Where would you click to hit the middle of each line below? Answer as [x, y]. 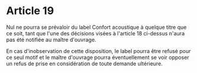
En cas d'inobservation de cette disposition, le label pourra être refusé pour [99, 51]
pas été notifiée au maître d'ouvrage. [51, 39]
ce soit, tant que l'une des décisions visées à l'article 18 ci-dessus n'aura [96, 33]
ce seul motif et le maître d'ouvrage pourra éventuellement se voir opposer [98, 57]
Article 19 [30, 11]
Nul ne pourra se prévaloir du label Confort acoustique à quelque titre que [96, 27]
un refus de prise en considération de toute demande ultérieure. [85, 64]
